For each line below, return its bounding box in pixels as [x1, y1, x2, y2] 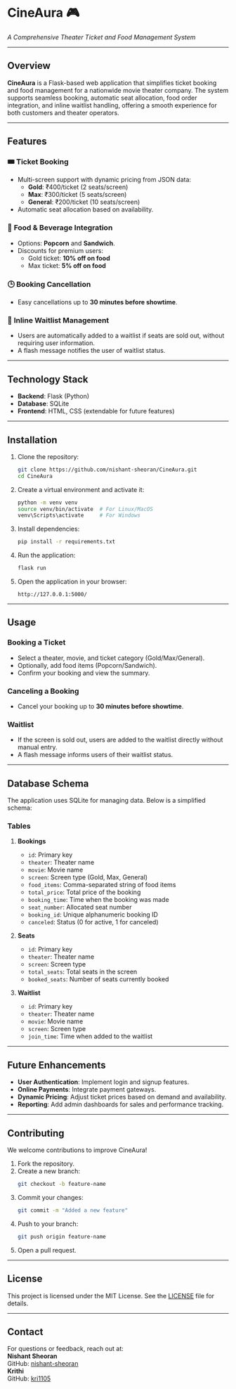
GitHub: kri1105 [7, 1374, 51, 1383]
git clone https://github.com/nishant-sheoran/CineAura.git [17, 466, 197, 473]
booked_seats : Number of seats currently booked [27, 975, 169, 983]
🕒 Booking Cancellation [7, 279, 91, 289]
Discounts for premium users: [17, 246, 104, 254]
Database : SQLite [17, 399, 70, 408]
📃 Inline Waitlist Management [7, 315, 110, 325]
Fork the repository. [17, 1160, 75, 1168]
